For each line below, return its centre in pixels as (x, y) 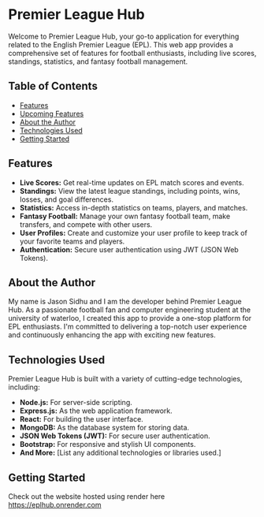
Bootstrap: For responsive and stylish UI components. (108, 444)
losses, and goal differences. (67, 199)
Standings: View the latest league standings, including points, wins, (130, 191)
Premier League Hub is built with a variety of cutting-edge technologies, (125, 379)
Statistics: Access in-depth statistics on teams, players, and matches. (134, 207)
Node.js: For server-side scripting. (76, 403)
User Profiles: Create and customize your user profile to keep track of (134, 232)
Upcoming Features (52, 113)
